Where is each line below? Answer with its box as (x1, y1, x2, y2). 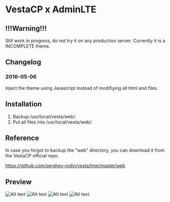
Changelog (5, 58, 41, 67)
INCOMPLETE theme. (5, 43, 51, 49)
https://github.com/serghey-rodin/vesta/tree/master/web (5, 163, 125, 169)
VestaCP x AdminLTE (5, 4, 97, 15)
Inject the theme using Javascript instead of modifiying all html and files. (5, 85, 159, 91)
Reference (5, 133, 39, 142)
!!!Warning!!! (5, 24, 47, 33)
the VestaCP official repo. (5, 153, 59, 159)
